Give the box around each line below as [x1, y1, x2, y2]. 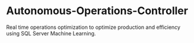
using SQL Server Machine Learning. [6, 29, 96, 37]
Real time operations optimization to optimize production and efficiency [6, 24, 181, 31]
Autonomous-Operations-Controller [6, 4, 189, 18]
